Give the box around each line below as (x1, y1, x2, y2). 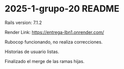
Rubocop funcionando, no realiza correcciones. (4, 38, 103, 45)
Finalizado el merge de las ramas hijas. (4, 58, 84, 64)
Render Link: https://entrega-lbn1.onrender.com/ (4, 29, 104, 35)
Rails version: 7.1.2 (4, 19, 42, 25)
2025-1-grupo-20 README (4, 3, 119, 14)
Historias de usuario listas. (4, 48, 59, 54)
